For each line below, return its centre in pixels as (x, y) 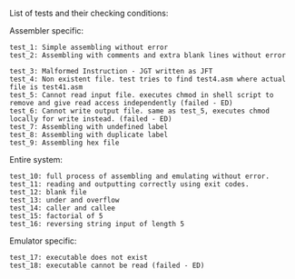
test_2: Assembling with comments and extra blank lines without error (147, 55)
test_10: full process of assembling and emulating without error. (140, 176)
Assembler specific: (47, 30)
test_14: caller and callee (63, 208)
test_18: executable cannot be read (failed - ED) (107, 265)
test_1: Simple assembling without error (89, 47)
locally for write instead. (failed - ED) (91, 119)
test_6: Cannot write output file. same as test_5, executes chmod (140, 111)
